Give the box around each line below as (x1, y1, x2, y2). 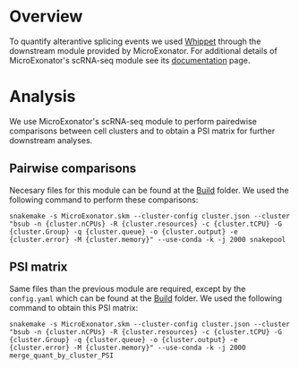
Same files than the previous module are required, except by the (9, 283, 246, 294)
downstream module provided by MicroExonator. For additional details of (9, 45, 278, 56)
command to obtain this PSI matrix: (9, 302, 139, 313)
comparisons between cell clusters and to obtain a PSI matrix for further (9, 125, 276, 136)
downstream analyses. (9, 134, 93, 145)
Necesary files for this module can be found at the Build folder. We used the (9, 184, 289, 195)
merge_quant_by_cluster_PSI (9, 351, 115, 360)
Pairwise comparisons (9, 161, 137, 176)
